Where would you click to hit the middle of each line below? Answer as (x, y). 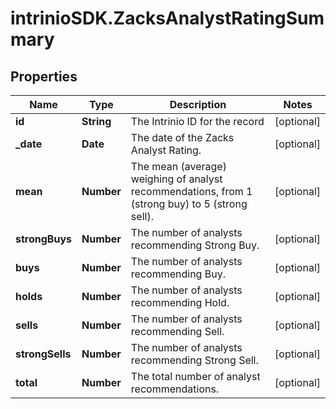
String (96, 121)
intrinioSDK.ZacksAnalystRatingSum (167, 18)
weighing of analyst (176, 179)
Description (198, 104)
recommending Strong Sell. (194, 360)
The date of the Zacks (182, 137)
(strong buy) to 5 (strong (189, 204)
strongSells (43, 354)
